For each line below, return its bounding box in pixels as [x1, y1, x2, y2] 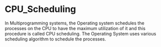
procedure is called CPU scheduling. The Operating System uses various [5, 30, 156, 36]
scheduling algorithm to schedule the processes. [5, 36, 106, 42]
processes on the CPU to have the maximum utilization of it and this [5, 25, 146, 31]
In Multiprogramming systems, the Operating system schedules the [5, 20, 145, 26]
